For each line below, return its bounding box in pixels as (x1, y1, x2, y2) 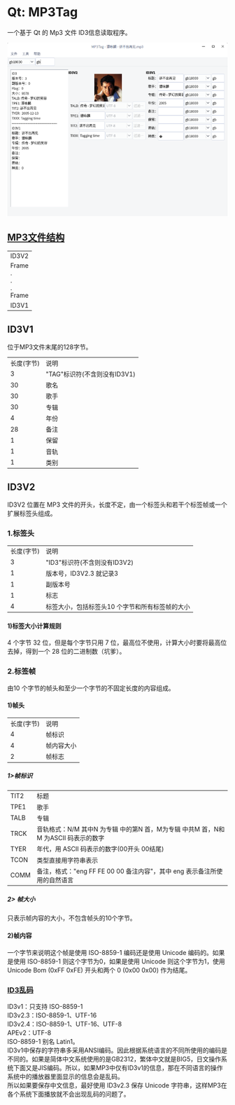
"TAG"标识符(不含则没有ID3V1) (45, 369, 136, 378)
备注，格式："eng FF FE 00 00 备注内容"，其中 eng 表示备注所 (36, 867, 217, 875)
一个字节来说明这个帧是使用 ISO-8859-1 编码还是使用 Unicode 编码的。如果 (7, 948, 225, 956)
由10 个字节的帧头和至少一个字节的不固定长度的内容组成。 (7, 684, 175, 692)
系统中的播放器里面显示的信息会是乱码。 (7, 1072, 124, 1080)
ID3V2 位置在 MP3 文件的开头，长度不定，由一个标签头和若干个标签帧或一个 (7, 500, 227, 509)
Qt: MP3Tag (7, 4, 78, 20)
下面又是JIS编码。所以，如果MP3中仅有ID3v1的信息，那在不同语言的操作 (13, 1063, 224, 1072)
